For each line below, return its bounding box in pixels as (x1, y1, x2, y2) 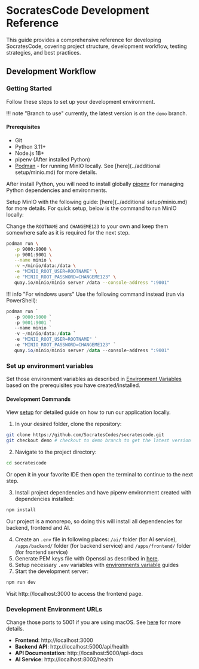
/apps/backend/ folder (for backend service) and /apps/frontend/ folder (14, 542, 191, 549)
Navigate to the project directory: (14, 448, 97, 456)
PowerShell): (6, 296, 38, 304)
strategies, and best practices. (6, 49, 81, 56)
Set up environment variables (6, 361, 94, 370)
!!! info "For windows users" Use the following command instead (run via (6, 290, 185, 298)
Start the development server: (14, 568, 89, 575)
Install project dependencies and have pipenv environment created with (14, 488, 192, 496)
